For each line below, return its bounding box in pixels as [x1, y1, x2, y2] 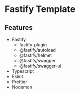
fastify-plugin [19, 42, 47, 48]
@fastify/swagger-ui [19, 63, 62, 69]
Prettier [11, 79, 27, 85]
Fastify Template [4, 3, 76, 15]
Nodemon [11, 84, 33, 90]
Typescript [11, 68, 34, 74]
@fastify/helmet [19, 52, 52, 58]
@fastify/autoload [19, 47, 56, 53]
